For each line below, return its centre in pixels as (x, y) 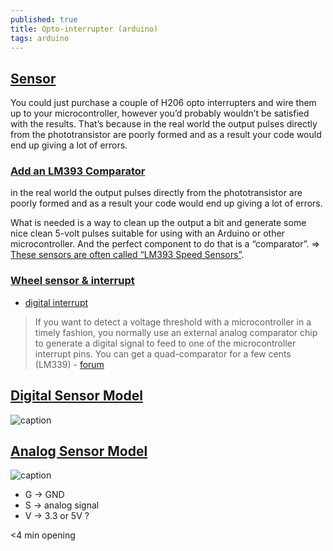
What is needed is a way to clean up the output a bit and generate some (158, 223)
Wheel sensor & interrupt (72, 281)
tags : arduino (40, 38)
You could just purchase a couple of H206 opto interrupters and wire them (163, 103)
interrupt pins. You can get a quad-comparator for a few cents (163, 353)
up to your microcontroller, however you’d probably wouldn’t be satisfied (160, 113)
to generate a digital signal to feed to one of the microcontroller (165, 343)
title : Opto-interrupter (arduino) (84, 29)
